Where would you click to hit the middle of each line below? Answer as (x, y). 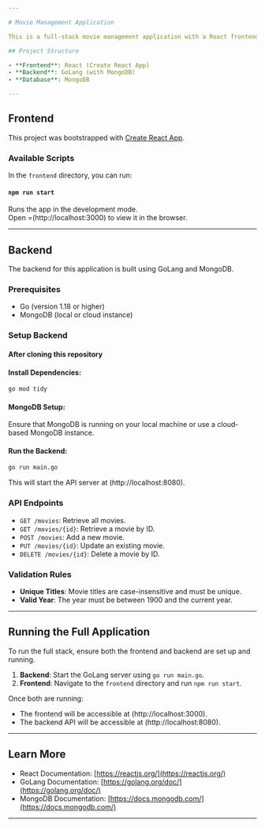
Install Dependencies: (45, 372)
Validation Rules (40, 574)
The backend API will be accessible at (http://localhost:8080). (120, 722)
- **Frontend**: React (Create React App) (79, 65)
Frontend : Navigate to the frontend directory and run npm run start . (131, 683)
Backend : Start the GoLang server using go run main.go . (112, 675)
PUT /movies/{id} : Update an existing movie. (92, 545)
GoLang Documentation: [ (62, 781)
